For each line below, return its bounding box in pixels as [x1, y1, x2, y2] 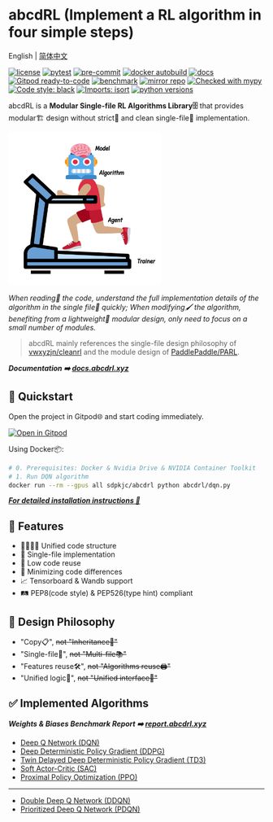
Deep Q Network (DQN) [19, 737, 100, 747]
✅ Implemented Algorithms [8, 697, 149, 711]
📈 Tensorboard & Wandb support [19, 576, 133, 586]
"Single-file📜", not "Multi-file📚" [19, 649, 128, 658]
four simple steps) [8, 23, 134, 42]
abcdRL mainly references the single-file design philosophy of [28, 338, 237, 348]
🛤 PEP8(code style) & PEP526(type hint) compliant [19, 588, 193, 598]
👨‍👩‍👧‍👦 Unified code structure [19, 541, 117, 551]
